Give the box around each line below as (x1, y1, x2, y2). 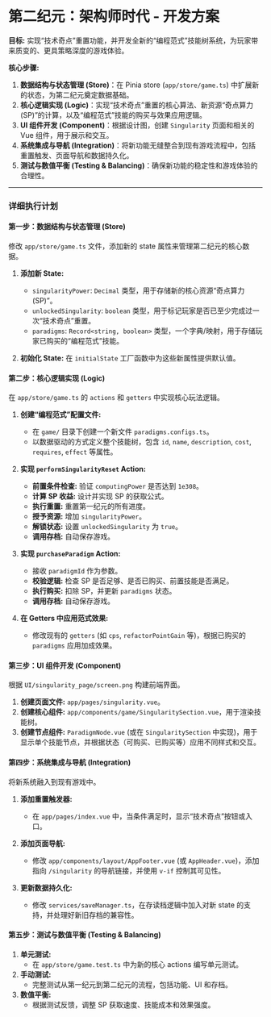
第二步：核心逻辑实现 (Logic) (8, 373, 106, 383)
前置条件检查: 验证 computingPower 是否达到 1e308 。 (31, 481, 204, 491)
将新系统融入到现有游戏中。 (8, 777, 101, 786)
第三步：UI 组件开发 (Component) (8, 661, 122, 670)
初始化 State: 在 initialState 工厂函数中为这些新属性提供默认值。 (19, 353, 240, 363)
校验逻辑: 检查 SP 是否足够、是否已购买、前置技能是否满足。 (31, 576, 234, 586)
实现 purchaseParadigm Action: (19, 549, 121, 559)
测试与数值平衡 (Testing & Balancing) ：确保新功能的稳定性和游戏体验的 (19, 160, 258, 170)
